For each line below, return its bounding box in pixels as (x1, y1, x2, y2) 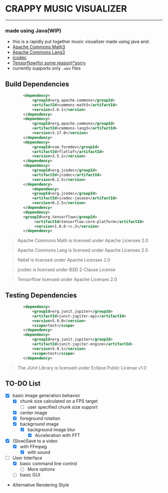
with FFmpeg (19, 443, 47, 449)
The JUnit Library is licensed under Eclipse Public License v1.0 (17, 364, 146, 371)
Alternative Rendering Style (12, 482, 69, 488)
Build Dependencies (5, 80, 69, 88)
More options (27, 466, 55, 472)
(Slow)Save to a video (12, 438, 58, 444)
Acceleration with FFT (34, 432, 80, 438)
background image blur (27, 426, 76, 432)
